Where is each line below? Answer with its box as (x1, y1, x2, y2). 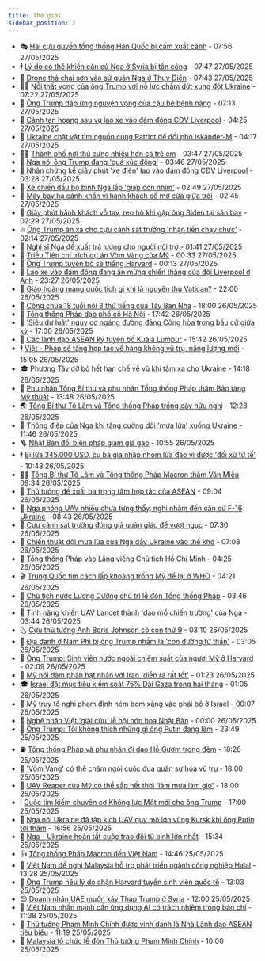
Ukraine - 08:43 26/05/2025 (19, 512, 113, 521)
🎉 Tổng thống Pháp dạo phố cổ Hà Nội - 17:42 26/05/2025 (19, 309, 211, 318)
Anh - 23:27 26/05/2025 (19, 275, 100, 285)
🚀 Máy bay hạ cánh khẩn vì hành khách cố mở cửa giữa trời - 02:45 (19, 191, 239, 200)
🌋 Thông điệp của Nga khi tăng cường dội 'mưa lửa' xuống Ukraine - (19, 421, 243, 430)
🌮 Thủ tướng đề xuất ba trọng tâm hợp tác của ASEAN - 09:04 (19, 486, 223, 496)
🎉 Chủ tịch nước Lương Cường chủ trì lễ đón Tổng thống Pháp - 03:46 (19, 591, 248, 601)
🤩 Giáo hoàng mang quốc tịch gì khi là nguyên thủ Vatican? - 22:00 (19, 284, 239, 293)
